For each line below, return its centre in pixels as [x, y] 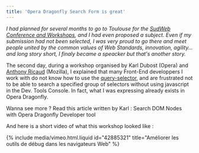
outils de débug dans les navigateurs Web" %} [63, 144]
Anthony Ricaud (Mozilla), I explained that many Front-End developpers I [94, 71]
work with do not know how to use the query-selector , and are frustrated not [99, 78]
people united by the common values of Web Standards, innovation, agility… [99, 47]
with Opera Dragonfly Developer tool [51, 114]
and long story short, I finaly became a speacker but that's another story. [96, 53]
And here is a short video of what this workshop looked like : [80, 126]
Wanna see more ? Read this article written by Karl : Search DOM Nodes [94, 108]
